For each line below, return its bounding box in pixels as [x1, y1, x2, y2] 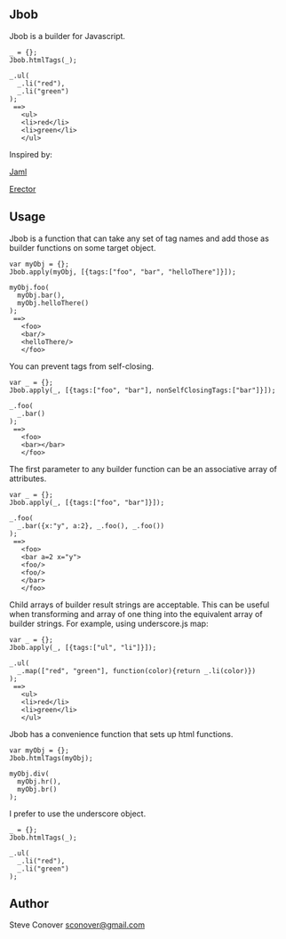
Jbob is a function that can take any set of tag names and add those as [9, 233, 269, 244]
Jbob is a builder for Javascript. [9, 30, 126, 41]
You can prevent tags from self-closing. [9, 360, 155, 372]
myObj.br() [17, 784, 58, 794]
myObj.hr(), [17, 777, 62, 786]
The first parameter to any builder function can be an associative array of [9, 463, 278, 474]
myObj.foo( [9, 283, 50, 292]
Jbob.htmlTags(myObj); [9, 753, 93, 763]
